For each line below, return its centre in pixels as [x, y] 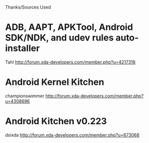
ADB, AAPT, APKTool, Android [69, 27]
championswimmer [25, 96]
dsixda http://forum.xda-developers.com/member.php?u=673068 [72, 135]
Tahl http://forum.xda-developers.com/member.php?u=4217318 [70, 62]
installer [22, 48]
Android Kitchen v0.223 [56, 121]
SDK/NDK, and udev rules [59, 38]
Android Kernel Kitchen [55, 82]
